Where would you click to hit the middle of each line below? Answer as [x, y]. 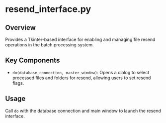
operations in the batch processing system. [49, 45]
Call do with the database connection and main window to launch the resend [83, 111]
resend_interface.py [48, 9]
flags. [18, 83]
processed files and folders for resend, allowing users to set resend [82, 78]
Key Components [33, 61]
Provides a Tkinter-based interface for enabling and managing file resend [80, 39]
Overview [21, 28]
